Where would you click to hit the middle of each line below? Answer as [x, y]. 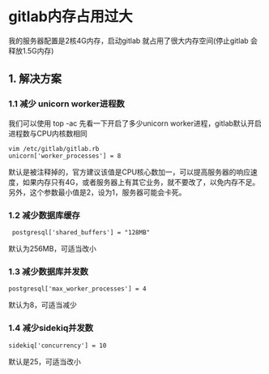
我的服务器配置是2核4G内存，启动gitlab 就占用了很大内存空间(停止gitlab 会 [133, 41]
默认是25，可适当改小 [45, 361]
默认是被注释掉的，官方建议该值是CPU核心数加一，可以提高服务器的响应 [130, 172]
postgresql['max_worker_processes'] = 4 [78, 289]
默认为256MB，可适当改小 [53, 248]
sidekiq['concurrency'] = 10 [58, 346]
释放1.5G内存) [31, 50]
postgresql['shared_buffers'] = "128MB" [81, 232]
